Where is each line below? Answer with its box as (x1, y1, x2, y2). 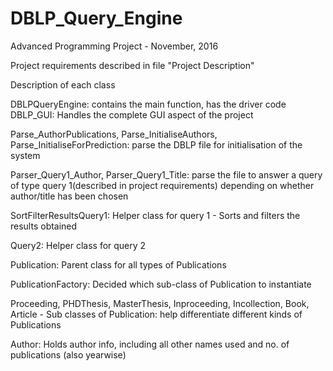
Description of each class (10, 78, 116, 91)
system (10, 149, 41, 161)
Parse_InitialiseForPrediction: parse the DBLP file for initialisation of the (10, 138, 303, 151)
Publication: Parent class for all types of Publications (10, 258, 227, 271)
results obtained (10, 220, 78, 232)
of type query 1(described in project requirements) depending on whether (10, 179, 315, 191)
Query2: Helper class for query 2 (10, 239, 147, 251)
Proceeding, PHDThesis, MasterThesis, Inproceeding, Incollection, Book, (10, 297, 310, 309)
